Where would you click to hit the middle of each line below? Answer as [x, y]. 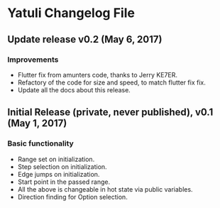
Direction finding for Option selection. [72, 197]
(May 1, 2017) [37, 123]
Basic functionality [41, 143]
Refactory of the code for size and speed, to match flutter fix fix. [111, 82]
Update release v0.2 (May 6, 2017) [85, 39]
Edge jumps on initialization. [59, 174]
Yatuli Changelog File [71, 13]
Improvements [33, 60]
